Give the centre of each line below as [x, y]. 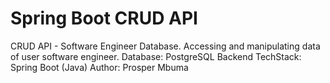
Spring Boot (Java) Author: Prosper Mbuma [99, 67]
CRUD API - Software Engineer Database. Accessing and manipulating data [165, 46]
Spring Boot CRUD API [104, 18]
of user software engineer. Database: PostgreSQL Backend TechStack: [156, 56]
